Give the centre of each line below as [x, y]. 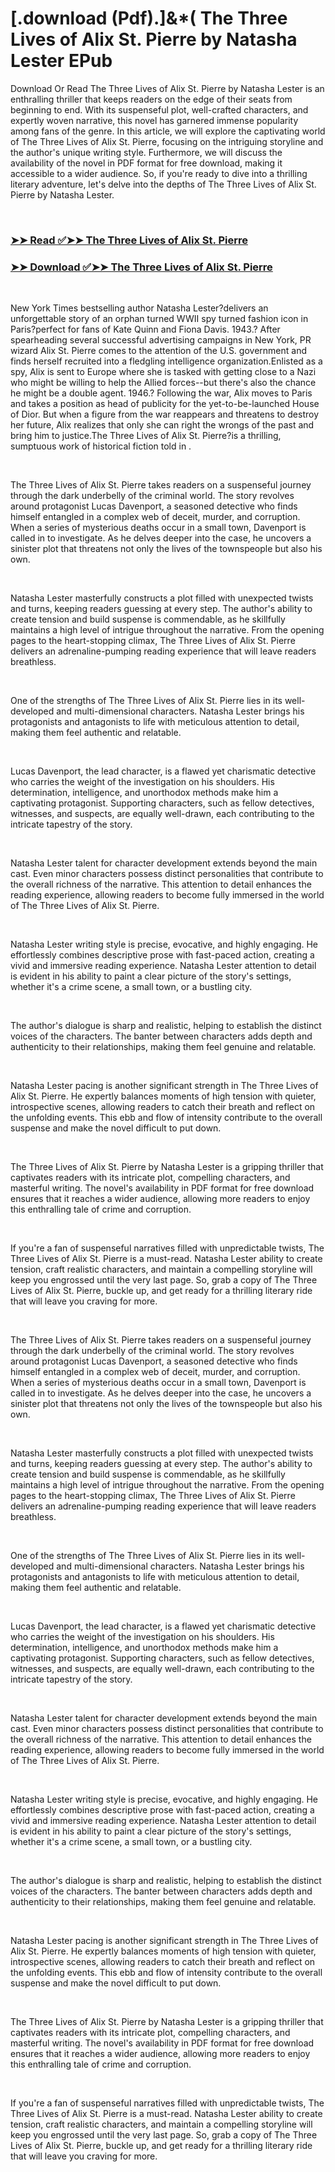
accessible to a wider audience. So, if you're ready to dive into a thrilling [159, 173]
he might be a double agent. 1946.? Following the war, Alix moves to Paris [161, 393]
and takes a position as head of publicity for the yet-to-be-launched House [165, 404]
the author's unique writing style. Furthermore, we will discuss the [146, 152]
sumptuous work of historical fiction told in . [101, 446]
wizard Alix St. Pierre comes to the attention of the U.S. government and [158, 351]
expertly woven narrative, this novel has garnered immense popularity [154, 120]
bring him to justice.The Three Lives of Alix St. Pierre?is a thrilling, [146, 436]
